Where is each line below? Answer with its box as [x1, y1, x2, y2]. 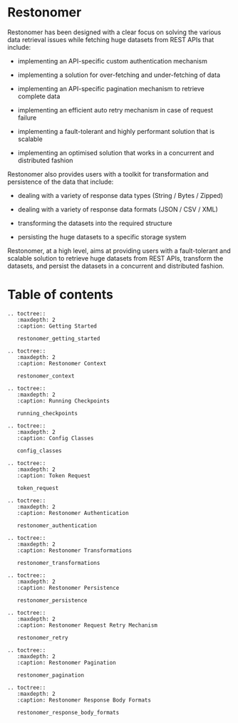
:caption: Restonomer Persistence [16, 584, 120, 591]
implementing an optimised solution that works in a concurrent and [17, 148, 214, 157]
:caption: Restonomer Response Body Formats [16, 696, 152, 704]
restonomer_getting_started [16, 335, 100, 342]
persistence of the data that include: [7, 177, 114, 186]
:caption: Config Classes [16, 435, 94, 442]
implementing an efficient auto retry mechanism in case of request [17, 105, 214, 114]
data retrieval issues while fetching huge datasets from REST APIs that [7, 35, 214, 43]
